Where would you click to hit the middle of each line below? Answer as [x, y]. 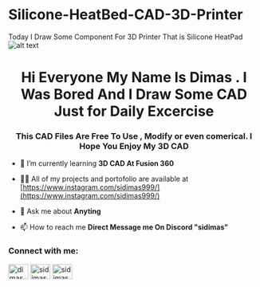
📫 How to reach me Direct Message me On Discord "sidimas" [124, 227]
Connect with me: [43, 251]
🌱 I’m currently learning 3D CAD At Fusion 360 [97, 163]
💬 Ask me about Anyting [60, 211]
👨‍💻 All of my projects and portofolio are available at [104, 179]
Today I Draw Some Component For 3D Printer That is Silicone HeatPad [126, 37]
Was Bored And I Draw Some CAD [134, 94]
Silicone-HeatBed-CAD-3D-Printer [126, 15]
